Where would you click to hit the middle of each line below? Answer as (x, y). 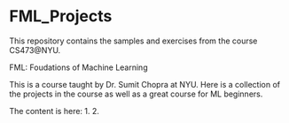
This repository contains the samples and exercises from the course (133, 41)
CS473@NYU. (35, 50)
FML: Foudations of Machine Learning (78, 67)
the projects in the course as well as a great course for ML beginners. (136, 94)
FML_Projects (61, 16)
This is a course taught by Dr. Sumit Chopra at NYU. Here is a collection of (145, 84)
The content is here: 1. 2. (55, 111)
